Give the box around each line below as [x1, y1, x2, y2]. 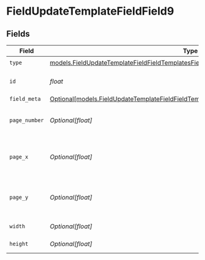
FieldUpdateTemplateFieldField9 [6, 4, 174, 18]
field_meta [9, 96, 41, 102]
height [9, 240, 29, 247]
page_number [9, 117, 45, 123]
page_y [9, 194, 29, 201]
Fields [6, 29, 31, 39]
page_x [9, 154, 29, 160]
